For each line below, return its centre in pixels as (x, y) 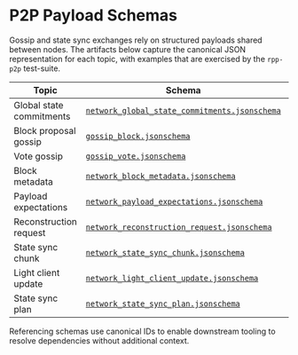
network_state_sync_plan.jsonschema (163, 304)
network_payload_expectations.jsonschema (174, 201)
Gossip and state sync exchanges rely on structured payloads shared (136, 40)
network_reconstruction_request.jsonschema (179, 227)
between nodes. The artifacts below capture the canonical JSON (128, 49)
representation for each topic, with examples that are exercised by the (137, 59)
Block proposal (45, 130)
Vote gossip (39, 156)
